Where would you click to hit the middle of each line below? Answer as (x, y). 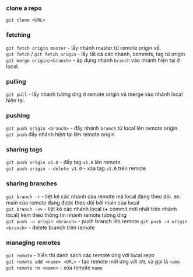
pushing (18, 115)
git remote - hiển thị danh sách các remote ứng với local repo (80, 255)
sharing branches (31, 183)
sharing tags (24, 150)
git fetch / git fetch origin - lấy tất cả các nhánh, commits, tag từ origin (96, 54)
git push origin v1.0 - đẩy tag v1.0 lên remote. (64, 162)
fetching (18, 35)
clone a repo (24, 8)
